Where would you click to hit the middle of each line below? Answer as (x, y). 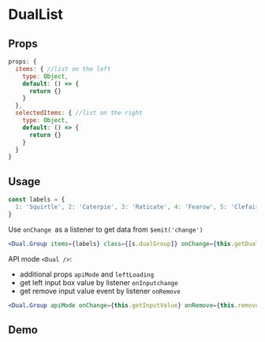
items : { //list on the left (63, 69)
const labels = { (37, 200)
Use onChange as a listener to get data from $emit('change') (106, 229)
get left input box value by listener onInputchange (99, 282)
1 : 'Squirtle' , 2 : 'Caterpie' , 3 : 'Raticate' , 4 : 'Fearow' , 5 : (121, 206)
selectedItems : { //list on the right (79, 113)
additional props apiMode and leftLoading (87, 274)
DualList (35, 15)
